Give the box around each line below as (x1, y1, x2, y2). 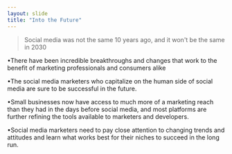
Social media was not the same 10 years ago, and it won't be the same (24, 35, 225, 44)
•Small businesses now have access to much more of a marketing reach (7, 97, 214, 106)
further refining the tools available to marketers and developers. (7, 112, 189, 121)
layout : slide (7, 10, 48, 17)
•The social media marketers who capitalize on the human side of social (7, 77, 213, 85)
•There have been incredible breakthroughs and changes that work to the (7, 56, 217, 64)
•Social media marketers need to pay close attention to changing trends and (7, 126, 225, 134)
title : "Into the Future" (7, 17, 82, 23)
